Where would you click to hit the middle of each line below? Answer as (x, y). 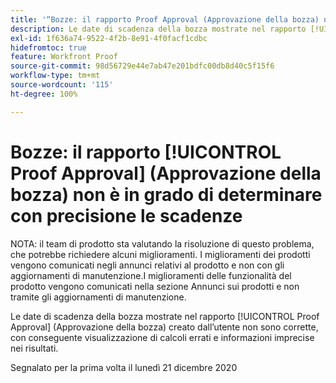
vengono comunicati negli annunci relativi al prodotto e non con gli (147, 265)
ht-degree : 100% (44, 94)
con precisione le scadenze (126, 215)
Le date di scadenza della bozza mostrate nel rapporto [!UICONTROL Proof (165, 316)
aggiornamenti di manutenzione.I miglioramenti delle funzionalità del (151, 275)
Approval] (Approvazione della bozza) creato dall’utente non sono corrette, (164, 327)
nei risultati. (34, 348)
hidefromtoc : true (48, 47)
